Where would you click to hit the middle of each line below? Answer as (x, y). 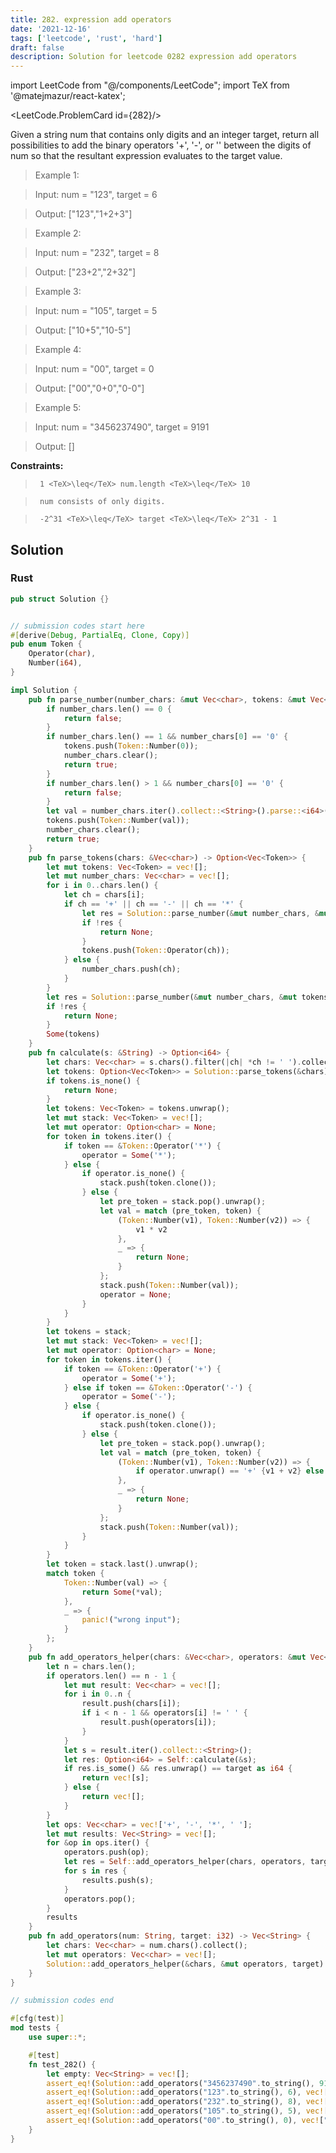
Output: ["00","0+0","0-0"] (89, 388)
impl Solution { (44, 690)
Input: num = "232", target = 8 (97, 253)
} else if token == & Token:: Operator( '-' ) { (158, 1387)
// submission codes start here (77, 626)
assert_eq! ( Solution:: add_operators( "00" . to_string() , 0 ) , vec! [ (185, 2121)
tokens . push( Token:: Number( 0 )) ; (131, 746)
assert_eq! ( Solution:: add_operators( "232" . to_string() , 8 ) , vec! (185, 2102)
